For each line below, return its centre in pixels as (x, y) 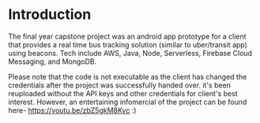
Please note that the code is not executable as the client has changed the (128, 76)
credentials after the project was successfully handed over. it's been (120, 85)
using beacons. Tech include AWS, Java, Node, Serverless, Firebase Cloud (130, 53)
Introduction (50, 15)
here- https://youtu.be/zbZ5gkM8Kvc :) (72, 110)
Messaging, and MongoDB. (53, 61)
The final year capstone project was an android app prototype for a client (127, 36)
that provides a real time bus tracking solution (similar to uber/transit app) (128, 44)
